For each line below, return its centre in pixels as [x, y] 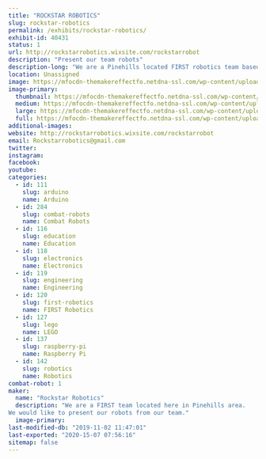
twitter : [23, 148]
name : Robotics [47, 376]
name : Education [49, 244]
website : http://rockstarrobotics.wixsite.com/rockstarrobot [111, 133]
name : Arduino [46, 199]
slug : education [49, 237]
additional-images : [40, 126]
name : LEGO [40, 332]
